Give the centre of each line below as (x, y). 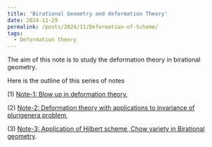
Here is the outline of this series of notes (66, 80)
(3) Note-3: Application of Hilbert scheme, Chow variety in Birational (106, 129)
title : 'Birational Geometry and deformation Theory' (88, 14)
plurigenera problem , (38, 115)
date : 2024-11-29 (33, 20)
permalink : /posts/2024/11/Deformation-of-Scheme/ (83, 27)
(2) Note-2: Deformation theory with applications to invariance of (101, 108)
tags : (15, 33)
